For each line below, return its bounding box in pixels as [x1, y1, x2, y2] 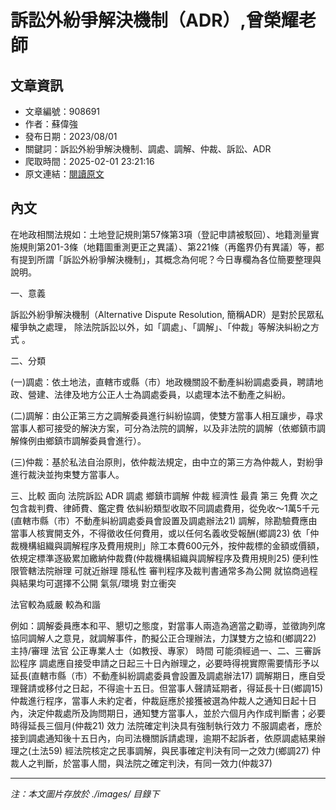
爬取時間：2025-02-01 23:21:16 [24, 156, 155, 167]
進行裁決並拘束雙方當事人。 [10, 468, 125, 480]
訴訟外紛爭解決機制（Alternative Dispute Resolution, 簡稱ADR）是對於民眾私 [10, 308, 325, 320]
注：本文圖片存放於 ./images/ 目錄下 [10, 787, 160, 800]
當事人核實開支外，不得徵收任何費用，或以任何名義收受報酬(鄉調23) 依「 [10, 527, 311, 539]
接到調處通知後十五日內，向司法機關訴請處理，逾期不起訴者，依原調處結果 [10, 732, 317, 744]
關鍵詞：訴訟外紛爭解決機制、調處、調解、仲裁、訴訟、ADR [24, 143, 272, 155]
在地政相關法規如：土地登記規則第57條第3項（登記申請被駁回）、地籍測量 [10, 228, 311, 240]
